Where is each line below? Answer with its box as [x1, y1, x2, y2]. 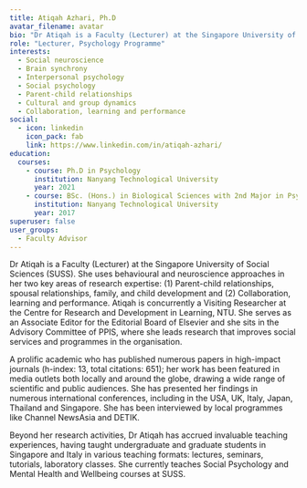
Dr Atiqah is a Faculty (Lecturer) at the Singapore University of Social [9, 259, 270, 270]
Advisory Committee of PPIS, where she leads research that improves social [9, 327, 296, 337]
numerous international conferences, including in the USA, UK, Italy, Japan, [9, 393, 293, 404]
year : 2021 [33, 183, 76, 192]
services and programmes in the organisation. [9, 337, 183, 348]
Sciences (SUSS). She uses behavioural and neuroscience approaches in [9, 268, 285, 279]
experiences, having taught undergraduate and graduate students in [9, 440, 267, 451]
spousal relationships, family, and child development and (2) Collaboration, [9, 288, 291, 299]
